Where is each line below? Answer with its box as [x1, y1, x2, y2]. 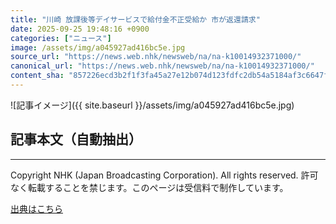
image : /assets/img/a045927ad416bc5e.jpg [10, 42, 186, 53]
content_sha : [10, 71, 65, 81]
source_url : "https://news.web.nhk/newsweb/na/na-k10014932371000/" [10, 52, 302, 62]
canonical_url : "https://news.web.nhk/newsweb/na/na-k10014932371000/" [10, 61, 315, 71]
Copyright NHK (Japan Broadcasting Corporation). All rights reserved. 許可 [10, 169, 319, 181]
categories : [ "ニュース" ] [10, 33, 112, 43]
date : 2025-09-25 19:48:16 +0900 [10, 24, 150, 34]
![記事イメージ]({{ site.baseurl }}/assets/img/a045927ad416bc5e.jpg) [10, 99, 295, 111]
